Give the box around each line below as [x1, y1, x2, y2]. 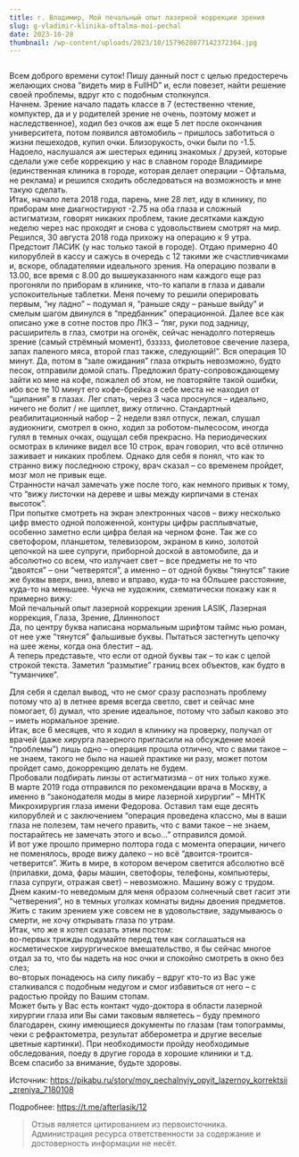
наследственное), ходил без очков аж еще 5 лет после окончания [9, 118, 262, 129]
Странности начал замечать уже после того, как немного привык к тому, [9, 480, 290, 490]
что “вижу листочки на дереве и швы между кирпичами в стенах [9, 489, 259, 499]
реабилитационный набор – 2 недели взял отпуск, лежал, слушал [9, 413, 261, 423]
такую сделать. [9, 184, 69, 195]
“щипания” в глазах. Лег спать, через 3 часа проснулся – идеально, [9, 394, 270, 404]
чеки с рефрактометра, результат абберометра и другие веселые [9, 1029, 262, 1040]
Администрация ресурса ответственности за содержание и [30, 1128, 262, 1139]
